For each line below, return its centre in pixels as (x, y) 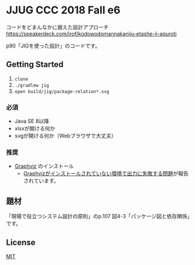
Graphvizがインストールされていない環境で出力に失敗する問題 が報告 (106, 174)
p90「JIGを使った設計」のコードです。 (53, 46)
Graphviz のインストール (44, 166)
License (21, 242)
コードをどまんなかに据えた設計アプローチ (57, 27)
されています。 (41, 181)
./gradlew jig (32, 85)
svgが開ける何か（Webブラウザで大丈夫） (66, 136)
